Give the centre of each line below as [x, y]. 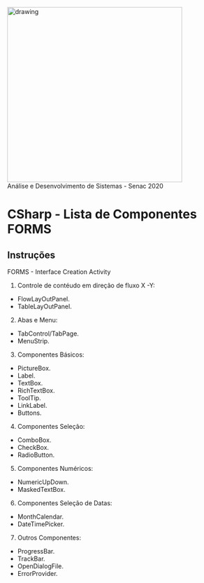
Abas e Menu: [37, 320]
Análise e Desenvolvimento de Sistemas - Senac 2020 [86, 186]
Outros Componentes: [49, 537]
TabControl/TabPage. [48, 334]
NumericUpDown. [43, 482]
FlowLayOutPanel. [43, 299]
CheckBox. [33, 447]
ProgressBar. [36, 551]
